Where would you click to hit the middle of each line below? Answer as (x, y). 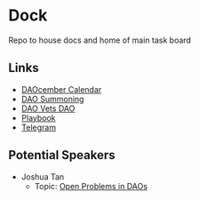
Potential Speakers (62, 155)
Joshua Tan (43, 176)
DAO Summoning (52, 99)
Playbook (38, 117)
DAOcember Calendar (61, 89)
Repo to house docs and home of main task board (100, 40)
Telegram (39, 127)
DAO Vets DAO (48, 108)
